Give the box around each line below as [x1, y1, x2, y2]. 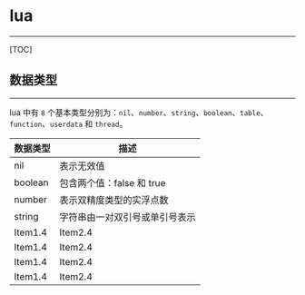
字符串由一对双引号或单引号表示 [59, 211, 197, 223]
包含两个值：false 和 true [59, 176, 166, 189]
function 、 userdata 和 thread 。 [9, 118, 128, 129]
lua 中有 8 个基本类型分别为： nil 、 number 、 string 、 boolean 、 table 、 [9, 106, 269, 118]
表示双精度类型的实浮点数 [59, 193, 170, 206]
